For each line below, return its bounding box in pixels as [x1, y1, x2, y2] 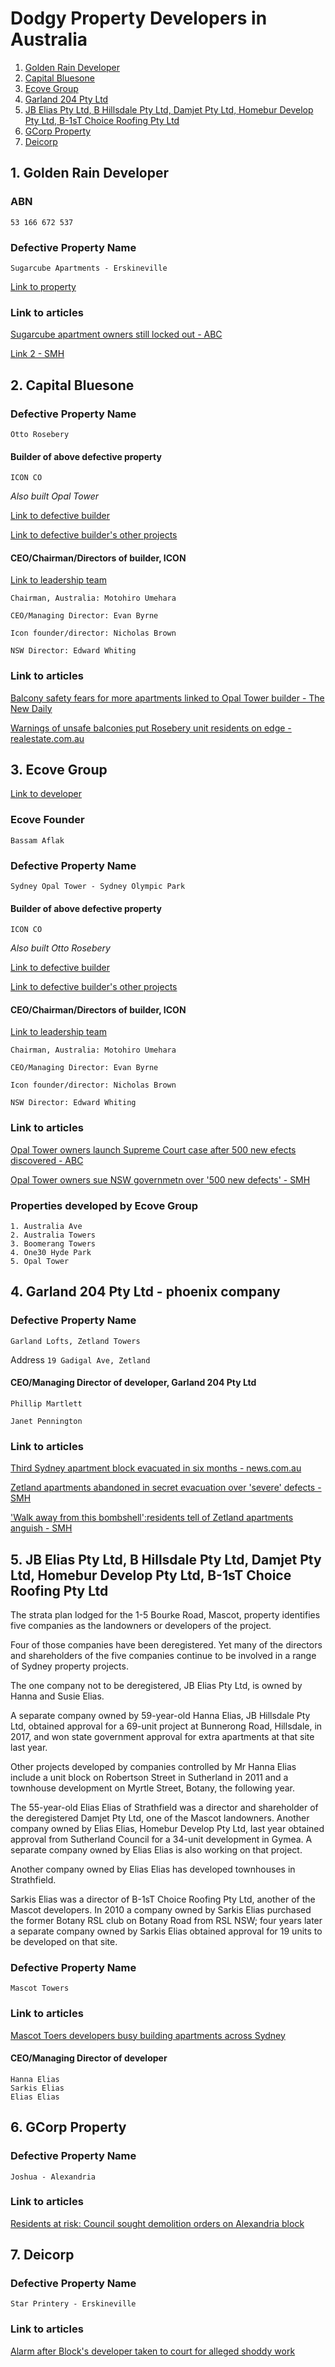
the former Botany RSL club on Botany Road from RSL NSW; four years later [10, 1915, 323, 1927]
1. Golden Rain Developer [10, 165, 170, 182]
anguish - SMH [10, 1522, 73, 1534]
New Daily [10, 702, 53, 714]
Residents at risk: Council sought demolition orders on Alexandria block [10, 2217, 305, 2229]
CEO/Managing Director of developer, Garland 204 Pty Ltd [10, 1377, 257, 1389]
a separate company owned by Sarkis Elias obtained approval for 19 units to [10, 1925, 323, 1937]
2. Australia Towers [10, 1230, 97, 1241]
